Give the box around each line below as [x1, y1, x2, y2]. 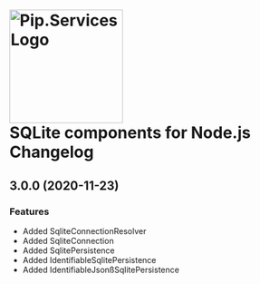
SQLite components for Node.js [9, 122, 251, 143]
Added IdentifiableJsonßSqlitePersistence [22, 264, 179, 275]
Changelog [9, 142, 94, 162]
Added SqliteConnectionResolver [22, 225, 147, 236]
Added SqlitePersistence [22, 245, 115, 256]
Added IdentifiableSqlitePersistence [22, 254, 157, 265]
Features [9, 205, 50, 218]
